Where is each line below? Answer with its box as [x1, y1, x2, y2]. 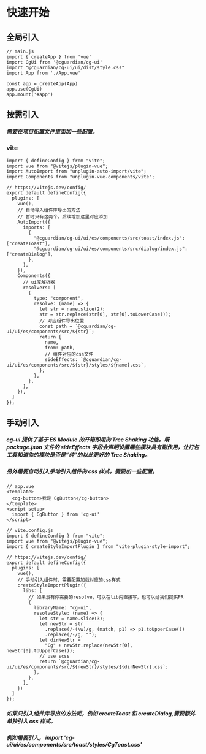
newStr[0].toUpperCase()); [6, 648, 75, 654]
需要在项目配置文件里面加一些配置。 [6, 128, 98, 135]
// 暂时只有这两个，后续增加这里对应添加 [17, 213, 109, 219]
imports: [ [22, 224, 51, 230]
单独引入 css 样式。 [6, 718, 56, 725]
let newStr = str [39, 621, 84, 627]
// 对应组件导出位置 [39, 318, 85, 324]
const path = [39, 323, 72, 329]
